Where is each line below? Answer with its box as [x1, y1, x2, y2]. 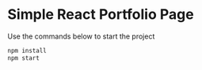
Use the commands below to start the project [7, 31, 155, 41]
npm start [7, 53, 40, 62]
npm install [7, 46, 47, 54]
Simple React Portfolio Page [7, 6, 195, 24]
